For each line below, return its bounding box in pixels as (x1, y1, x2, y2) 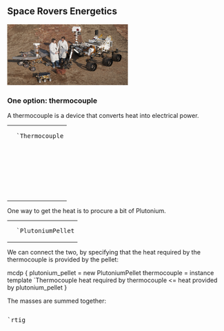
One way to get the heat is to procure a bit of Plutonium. (7, 206, 167, 214)
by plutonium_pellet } (7, 283, 68, 292)
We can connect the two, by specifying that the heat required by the (7, 248, 201, 256)
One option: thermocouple (7, 96, 98, 106)
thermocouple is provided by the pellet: (7, 255, 119, 263)
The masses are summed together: (7, 297, 107, 305)
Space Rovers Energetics (7, 6, 117, 17)
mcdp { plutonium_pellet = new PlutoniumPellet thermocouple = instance (7, 268, 214, 277)
